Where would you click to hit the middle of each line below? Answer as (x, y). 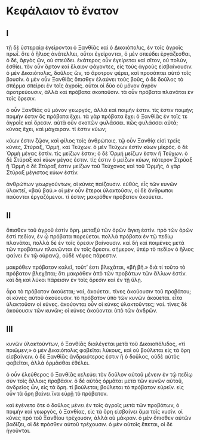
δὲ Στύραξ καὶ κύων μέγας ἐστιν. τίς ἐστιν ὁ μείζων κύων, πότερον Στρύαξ (99, 160)
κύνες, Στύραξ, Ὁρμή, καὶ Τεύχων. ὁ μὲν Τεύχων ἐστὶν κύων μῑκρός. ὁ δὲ (97, 147)
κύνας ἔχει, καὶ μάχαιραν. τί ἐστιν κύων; (56, 129)
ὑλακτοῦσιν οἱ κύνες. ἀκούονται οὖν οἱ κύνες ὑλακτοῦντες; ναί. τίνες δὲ (97, 304)
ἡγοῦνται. (19, 430)
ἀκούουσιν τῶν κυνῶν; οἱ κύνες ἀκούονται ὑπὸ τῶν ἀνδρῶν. (82, 310)
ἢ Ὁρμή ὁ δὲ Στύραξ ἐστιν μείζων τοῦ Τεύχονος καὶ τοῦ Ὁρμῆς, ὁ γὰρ (93, 166)
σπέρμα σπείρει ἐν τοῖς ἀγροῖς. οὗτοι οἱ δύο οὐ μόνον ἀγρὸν (81, 86)
